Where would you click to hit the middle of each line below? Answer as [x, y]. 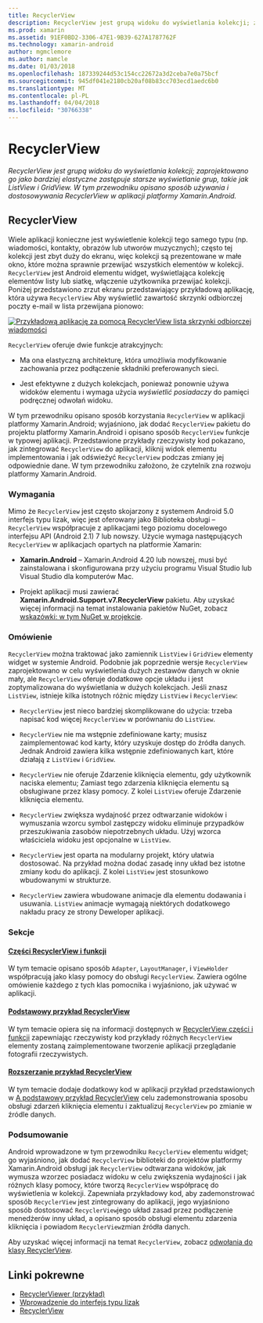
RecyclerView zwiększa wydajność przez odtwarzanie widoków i [123, 815]
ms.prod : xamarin [36, 30]
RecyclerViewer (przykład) [62, 1294]
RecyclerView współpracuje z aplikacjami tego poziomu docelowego [118, 528]
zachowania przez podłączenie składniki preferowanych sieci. [119, 368]
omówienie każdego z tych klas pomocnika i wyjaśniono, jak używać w [122, 985]
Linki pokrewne [46, 1275]
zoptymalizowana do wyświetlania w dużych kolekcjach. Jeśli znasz [118, 687]
